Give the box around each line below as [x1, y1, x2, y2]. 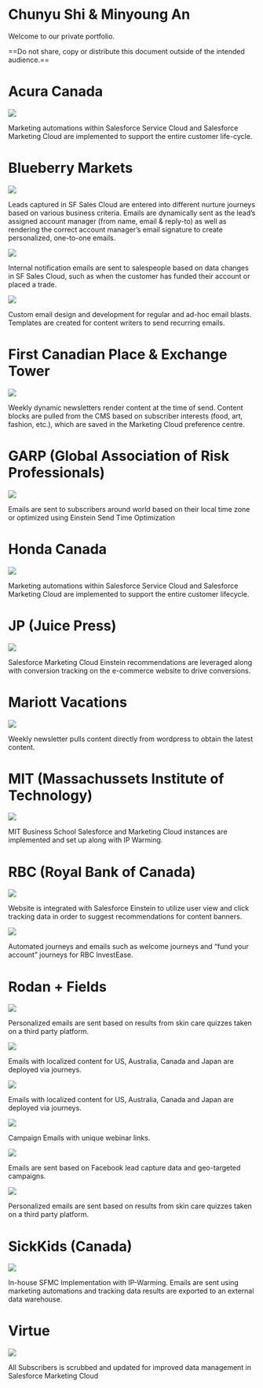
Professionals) [8, 463, 105, 481]
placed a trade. [8, 279, 57, 289]
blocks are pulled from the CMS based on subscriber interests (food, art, [8, 411, 243, 421]
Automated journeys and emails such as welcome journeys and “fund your [8, 942, 250, 952]
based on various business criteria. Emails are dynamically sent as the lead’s [8, 208, 256, 217]
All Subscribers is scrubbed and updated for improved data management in [8, 1363, 252, 1372]
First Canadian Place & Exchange [8, 345, 228, 363]
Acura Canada [8, 82, 104, 100]
